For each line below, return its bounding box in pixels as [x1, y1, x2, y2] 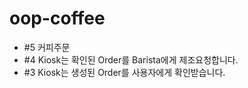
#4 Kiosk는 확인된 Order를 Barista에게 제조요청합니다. [23, 53, 239, 66]
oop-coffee [9, 7, 106, 30]
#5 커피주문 [23, 41, 71, 53]
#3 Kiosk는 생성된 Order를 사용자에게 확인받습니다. [23, 66, 226, 78]
